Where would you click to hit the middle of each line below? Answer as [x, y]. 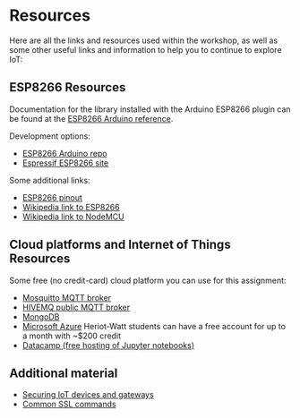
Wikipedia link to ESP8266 [71, 207]
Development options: [50, 136]
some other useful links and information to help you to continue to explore [146, 49]
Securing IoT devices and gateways [88, 395]
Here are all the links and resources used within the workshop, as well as [144, 40]
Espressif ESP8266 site [65, 163]
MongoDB [41, 316]
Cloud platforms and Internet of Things [120, 245]
